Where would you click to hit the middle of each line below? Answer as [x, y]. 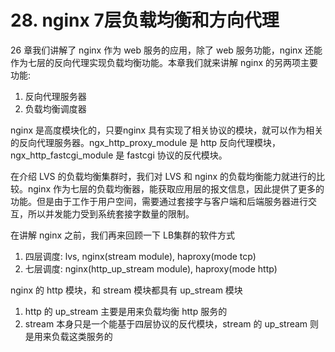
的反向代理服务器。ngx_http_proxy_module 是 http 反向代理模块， [146, 142]
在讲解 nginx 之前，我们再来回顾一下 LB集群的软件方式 [123, 235]
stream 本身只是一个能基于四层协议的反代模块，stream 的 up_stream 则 [172, 323]
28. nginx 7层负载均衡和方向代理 [145, 20]
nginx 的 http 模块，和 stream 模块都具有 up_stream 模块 [126, 290]
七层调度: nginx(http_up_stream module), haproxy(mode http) [151, 268]
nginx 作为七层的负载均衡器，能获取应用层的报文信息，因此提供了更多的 [176, 188]
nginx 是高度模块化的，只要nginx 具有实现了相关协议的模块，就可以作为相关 [167, 130]
